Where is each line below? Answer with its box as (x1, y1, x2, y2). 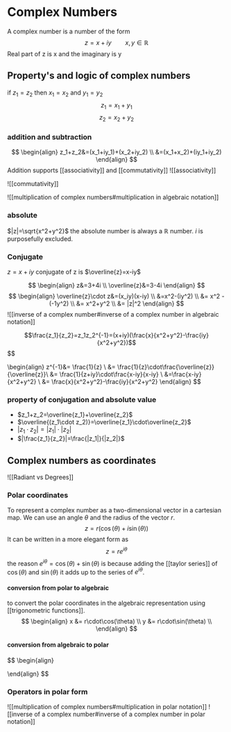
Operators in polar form (7, 687, 88, 697)
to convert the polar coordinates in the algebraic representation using (7, 599, 206, 608)
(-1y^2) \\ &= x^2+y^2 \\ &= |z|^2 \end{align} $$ (49, 299, 185, 308)
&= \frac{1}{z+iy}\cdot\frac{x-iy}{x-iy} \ (49, 370, 163, 379)
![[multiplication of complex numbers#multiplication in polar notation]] (7, 702, 207, 710)
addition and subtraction (7, 133, 92, 142)
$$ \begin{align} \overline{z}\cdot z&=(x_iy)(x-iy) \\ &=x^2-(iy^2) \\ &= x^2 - (8, 292, 225, 301)
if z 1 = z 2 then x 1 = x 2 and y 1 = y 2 (7, 88, 103, 98)
